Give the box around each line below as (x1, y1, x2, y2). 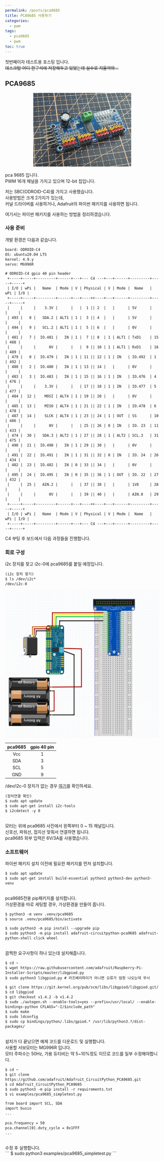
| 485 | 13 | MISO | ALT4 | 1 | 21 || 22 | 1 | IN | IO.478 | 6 (7, 403, 157, 408)
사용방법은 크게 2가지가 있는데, (5, 194, 64, 201)
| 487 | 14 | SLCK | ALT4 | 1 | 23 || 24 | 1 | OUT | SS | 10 (7, 413, 159, 418)
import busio (5, 1106, 32, 1111)
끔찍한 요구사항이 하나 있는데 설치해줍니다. (5, 950, 87, 956)
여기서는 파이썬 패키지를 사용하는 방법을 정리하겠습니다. (5, 211, 111, 217)
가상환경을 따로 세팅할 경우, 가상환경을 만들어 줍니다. (5, 901, 106, 907)
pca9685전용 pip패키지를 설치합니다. (5, 896, 77, 901)
